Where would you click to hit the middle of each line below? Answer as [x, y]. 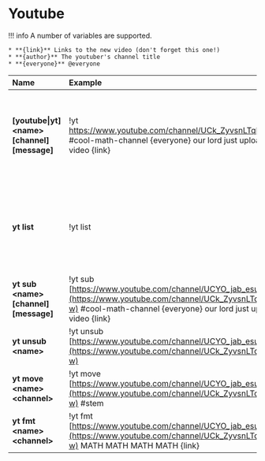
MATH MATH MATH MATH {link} [140, 445]
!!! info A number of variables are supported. [80, 35]
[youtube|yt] [37, 121]
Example [85, 82]
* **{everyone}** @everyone [54, 64]
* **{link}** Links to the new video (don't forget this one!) [114, 50]
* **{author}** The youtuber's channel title [84, 57]
